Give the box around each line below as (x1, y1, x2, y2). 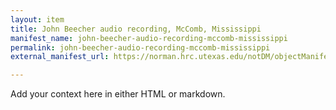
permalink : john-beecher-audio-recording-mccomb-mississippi (10, 42, 271, 53)
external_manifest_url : (10, 52, 110, 62)
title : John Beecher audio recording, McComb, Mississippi (10, 24, 262, 34)
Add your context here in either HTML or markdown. (10, 88, 226, 100)
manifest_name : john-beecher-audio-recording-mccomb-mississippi (10, 33, 288, 43)
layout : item (10, 14, 65, 25)
